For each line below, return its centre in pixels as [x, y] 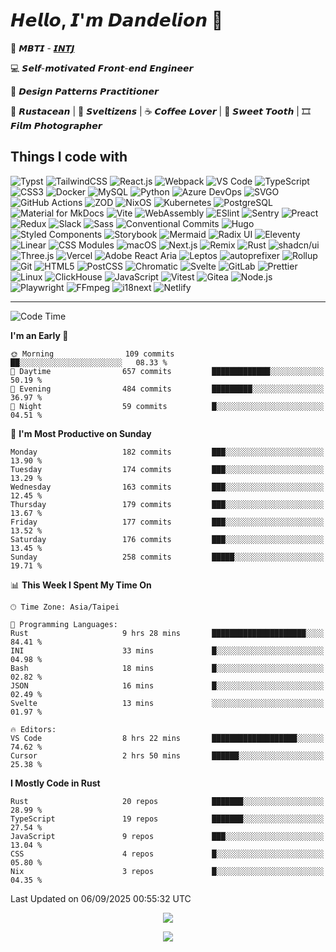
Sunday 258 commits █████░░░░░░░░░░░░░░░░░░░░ [167, 557]
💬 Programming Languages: [64, 624]
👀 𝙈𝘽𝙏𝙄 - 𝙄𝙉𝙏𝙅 [42, 48]
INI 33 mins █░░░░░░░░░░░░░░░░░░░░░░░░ [167, 650]
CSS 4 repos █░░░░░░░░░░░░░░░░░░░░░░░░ [167, 854]
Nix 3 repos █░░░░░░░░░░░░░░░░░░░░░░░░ [167, 871]
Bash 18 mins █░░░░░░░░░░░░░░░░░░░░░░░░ [167, 668]
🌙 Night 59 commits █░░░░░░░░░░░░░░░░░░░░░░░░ [167, 406]
